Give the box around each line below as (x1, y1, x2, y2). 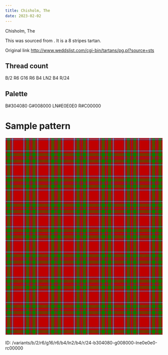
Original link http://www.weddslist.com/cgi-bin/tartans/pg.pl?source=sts (5, 47, 154, 53)
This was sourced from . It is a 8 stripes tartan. (5, 38, 101, 44)
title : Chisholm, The (5, 8, 50, 13)
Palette (5, 89, 28, 98)
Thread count (5, 62, 48, 70)
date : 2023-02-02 (5, 13, 41, 19)
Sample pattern (5, 120, 71, 132)
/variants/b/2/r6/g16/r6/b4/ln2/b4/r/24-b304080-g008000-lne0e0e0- (11, 340, 157, 346)
